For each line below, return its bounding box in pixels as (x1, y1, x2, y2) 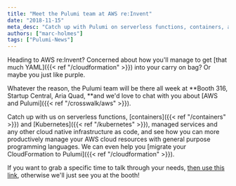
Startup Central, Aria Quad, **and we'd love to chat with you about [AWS (7, 92, 218, 100)
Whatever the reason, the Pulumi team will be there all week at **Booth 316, (7, 84, 228, 93)
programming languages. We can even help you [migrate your (7, 142, 187, 151)
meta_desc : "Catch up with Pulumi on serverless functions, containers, (7, 23, 225, 30)
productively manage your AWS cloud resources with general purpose (7, 135, 211, 144)
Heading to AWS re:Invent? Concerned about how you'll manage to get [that (7, 55, 227, 64)
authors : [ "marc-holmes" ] (7, 29, 83, 37)
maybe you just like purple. (7, 71, 86, 79)
